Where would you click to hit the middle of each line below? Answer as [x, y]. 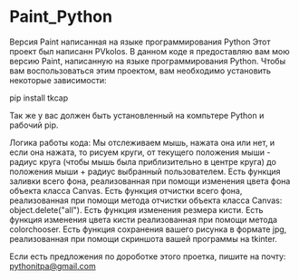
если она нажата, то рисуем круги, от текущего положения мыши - [140, 152]
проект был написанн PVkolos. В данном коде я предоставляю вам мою [149, 51]
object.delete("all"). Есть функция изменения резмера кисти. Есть [136, 209]
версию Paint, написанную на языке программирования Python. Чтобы [148, 61]
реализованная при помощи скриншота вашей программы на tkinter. [144, 238]
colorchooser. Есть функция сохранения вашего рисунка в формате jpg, [148, 229]
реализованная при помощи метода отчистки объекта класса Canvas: [146, 200]
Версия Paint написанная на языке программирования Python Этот [140, 42]
